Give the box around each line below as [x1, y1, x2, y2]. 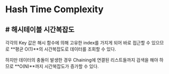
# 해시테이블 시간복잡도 [5, 25, 75, 34]
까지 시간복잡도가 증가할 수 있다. [35, 63, 99, 69]
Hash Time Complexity [5, 4, 104, 15]
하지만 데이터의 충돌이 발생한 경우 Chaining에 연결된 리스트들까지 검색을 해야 [5, 57, 159, 63]
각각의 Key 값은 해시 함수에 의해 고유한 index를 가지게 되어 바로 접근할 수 [5, 40, 151, 45]
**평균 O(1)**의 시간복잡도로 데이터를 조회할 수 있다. [10, 46, 116, 52]
